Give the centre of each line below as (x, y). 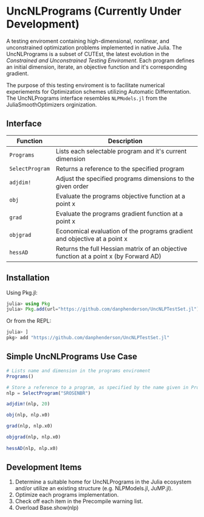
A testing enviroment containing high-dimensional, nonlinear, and (88, 41)
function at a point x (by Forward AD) (109, 256)
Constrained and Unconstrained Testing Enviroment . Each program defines (100, 60)
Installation (28, 278)
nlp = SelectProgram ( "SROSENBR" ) (49, 393)
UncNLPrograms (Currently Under (94, 11)
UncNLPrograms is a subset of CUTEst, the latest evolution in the (88, 54)
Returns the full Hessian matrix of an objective (121, 248)
